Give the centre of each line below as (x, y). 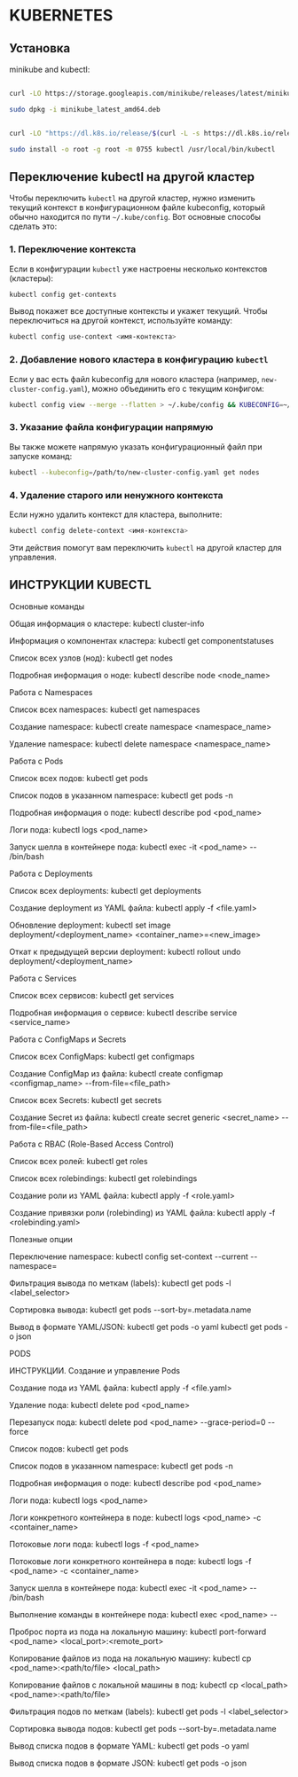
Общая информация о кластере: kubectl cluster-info (107, 623)
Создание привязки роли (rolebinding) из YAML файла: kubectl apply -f (142, 1212)
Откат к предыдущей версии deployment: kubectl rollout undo (125, 951)
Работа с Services (43, 978)
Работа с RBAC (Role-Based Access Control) (92, 1144)
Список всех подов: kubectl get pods (79, 778)
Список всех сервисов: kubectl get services (92, 995)
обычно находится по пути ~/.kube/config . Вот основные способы (135, 217)
